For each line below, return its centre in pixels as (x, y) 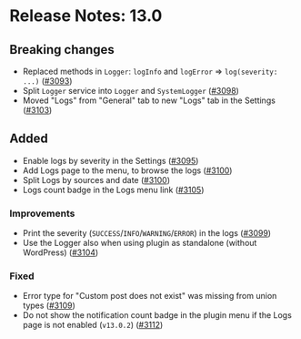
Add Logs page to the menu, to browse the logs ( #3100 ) (127, 170)
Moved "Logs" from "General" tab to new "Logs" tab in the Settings (149, 100)
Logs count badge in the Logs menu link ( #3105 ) (113, 190)
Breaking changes (62, 50)
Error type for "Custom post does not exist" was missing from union (150, 296)
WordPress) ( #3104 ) (60, 252)
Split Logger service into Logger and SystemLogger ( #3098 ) (130, 91)
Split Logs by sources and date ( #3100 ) (96, 180)
